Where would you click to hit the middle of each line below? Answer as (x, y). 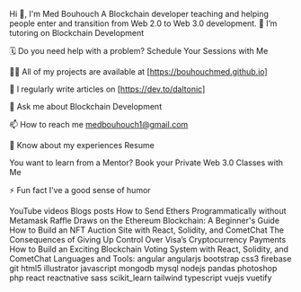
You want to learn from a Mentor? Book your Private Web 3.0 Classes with (146, 163)
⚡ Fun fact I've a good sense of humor (80, 190)
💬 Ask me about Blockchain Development (86, 106)
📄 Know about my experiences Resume (82, 145)
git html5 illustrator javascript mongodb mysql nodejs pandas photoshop (143, 268)
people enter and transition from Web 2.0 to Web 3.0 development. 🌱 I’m (143, 23)
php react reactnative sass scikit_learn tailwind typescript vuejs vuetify (141, 278)
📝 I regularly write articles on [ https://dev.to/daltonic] (107, 89)
